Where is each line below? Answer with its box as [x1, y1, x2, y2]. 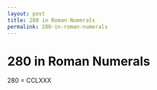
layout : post [7, 10, 46, 17]
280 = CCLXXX [7, 76, 52, 84]
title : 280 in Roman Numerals [7, 17, 96, 24]
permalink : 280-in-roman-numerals [7, 23, 109, 30]
